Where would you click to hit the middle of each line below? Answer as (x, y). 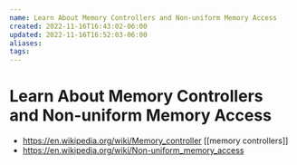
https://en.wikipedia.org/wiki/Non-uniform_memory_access (133, 150)
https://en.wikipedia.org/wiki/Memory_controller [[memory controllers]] (155, 141)
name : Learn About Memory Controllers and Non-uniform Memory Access (144, 18)
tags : (19, 52)
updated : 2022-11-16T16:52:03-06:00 (78, 34)
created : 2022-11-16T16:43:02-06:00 (78, 26)
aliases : (26, 43)
